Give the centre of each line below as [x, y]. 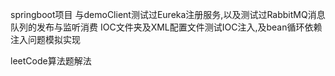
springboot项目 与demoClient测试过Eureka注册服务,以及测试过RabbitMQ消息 [168, 14]
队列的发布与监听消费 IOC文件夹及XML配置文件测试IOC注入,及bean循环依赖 [166, 27]
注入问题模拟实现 [45, 39]
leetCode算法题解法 [51, 61]
